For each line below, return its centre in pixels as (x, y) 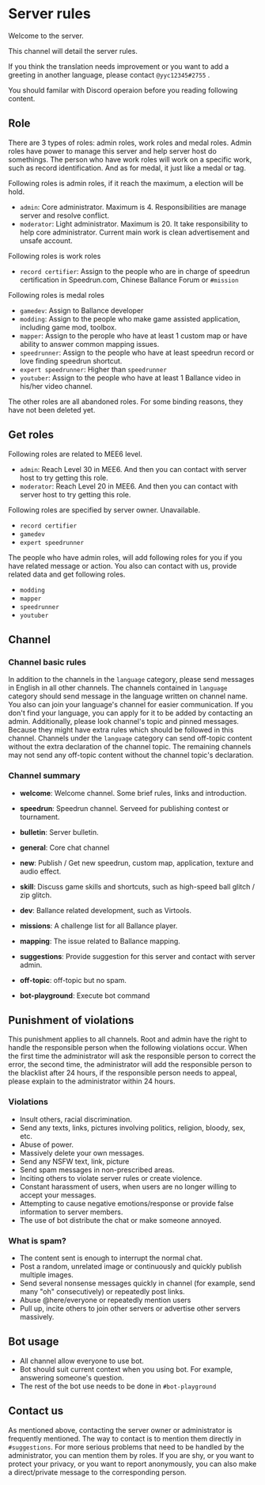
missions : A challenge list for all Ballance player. (98, 925)
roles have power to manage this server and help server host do (113, 150)
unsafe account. (46, 240)
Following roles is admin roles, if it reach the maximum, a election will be (126, 183)
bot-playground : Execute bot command (85, 996)
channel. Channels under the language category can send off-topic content (131, 738)
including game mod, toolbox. (68, 327)
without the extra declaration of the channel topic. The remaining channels (130, 747)
